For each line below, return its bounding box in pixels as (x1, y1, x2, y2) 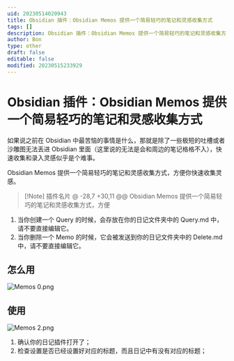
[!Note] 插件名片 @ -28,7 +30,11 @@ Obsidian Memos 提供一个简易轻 (24, 192, 223, 200)
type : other (7, 43, 42, 49)
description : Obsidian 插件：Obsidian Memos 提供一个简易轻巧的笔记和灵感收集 (7, 29, 221, 37)
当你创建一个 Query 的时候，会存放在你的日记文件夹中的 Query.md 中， (17, 215, 223, 224)
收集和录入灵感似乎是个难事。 (13, 153, 99, 162)
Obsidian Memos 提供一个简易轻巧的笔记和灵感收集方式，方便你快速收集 (7, 168, 216, 176)
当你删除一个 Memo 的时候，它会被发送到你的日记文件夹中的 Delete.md (17, 233, 223, 241)
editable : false (7, 56, 54, 63)
